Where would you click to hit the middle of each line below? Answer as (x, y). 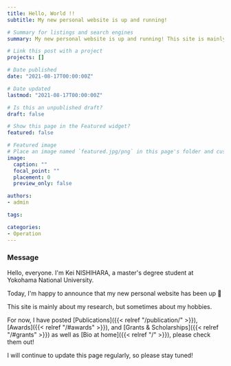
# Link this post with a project (55, 51)
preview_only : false (43, 184)
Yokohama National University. (51, 280)
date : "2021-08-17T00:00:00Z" (51, 76)
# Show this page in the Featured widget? (69, 127)
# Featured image (32, 145)
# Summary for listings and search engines (70, 32)
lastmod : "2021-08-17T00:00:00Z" (55, 95)
